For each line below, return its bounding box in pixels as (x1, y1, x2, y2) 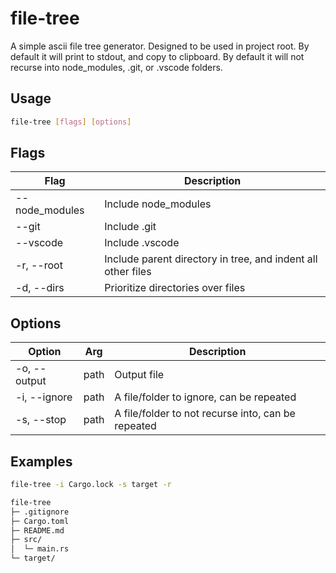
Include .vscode (104, 236, 180, 250)
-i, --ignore (15, 390, 73, 404)
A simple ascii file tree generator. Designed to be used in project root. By (10, 40, 310, 52)
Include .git (104, 220, 157, 234)
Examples (10, 453, 73, 470)
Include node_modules (104, 197, 212, 211)
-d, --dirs (15, 281, 65, 295)
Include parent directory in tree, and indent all (104, 252, 318, 266)
